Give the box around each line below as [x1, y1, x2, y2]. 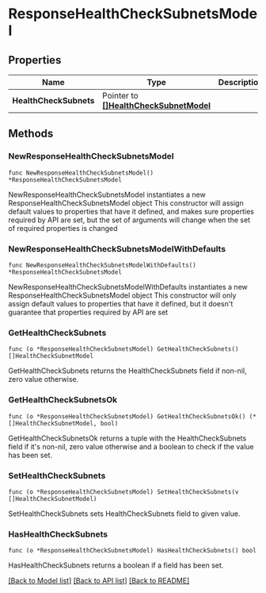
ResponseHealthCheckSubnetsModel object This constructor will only [8, 291, 237, 300]
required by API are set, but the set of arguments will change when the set [8, 215, 251, 225]
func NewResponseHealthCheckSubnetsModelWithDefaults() [8, 261, 196, 269]
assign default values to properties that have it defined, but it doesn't [8, 298, 234, 308]
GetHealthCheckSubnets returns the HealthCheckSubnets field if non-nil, [8, 366, 247, 375]
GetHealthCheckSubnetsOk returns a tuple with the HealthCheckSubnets [8, 433, 247, 443]
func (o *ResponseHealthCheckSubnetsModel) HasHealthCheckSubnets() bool [8, 547, 257, 555]
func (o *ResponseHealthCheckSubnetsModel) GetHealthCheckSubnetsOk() [8, 412, 246, 421]
